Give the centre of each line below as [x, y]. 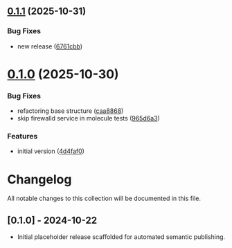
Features [23, 136]
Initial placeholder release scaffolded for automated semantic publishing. [121, 237]
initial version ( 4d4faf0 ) [51, 151]
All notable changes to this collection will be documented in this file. [104, 198]
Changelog [39, 179]
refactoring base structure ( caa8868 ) [70, 111]
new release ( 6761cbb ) [50, 46]
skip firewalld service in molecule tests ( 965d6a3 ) [89, 118]
